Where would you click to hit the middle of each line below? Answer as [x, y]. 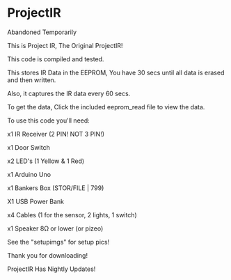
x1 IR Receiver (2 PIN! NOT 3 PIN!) [56, 134]
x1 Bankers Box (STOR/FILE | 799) [56, 188]
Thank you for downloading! [48, 255]
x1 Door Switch [29, 147]
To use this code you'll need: [49, 120]
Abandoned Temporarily [42, 32]
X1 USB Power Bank [36, 201]
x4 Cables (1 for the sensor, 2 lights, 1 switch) [72, 215]
